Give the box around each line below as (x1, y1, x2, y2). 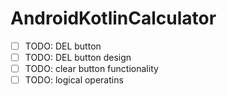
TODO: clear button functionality (24, 63, 159, 75)
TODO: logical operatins (24, 74, 124, 86)
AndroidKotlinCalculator (10, 7, 217, 30)
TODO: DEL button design (24, 52, 132, 63)
